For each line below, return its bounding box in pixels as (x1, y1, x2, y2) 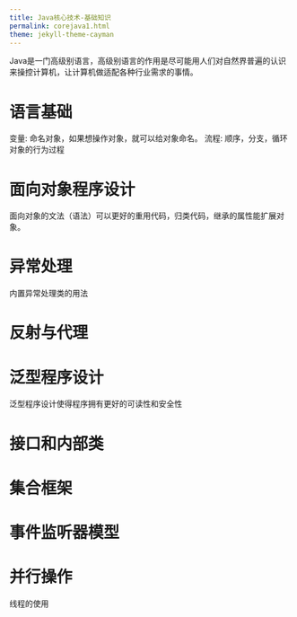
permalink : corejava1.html (9, 22, 110, 31)
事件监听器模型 (9, 522, 120, 542)
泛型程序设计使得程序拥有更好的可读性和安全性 (9, 399, 182, 410)
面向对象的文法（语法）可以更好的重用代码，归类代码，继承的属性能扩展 (9, 210, 276, 221)
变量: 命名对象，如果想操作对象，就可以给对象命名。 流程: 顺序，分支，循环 (9, 133, 288, 144)
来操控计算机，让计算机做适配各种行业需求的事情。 (9, 66, 198, 77)
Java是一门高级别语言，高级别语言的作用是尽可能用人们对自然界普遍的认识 (9, 56, 287, 66)
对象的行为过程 (9, 145, 65, 155)
